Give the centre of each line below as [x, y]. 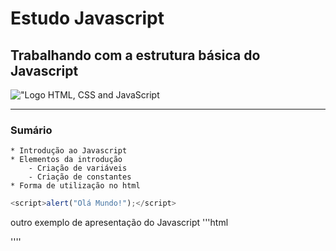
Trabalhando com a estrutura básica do [135, 55]
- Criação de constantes [80, 177]
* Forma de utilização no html [75, 186]
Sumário [31, 130]
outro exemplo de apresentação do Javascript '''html [119, 223]
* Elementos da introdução [66, 160]
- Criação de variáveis [78, 168]
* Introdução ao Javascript [69, 151]
